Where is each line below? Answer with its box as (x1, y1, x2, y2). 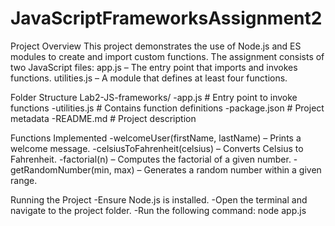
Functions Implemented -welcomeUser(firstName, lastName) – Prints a (10, 132, 302, 144)
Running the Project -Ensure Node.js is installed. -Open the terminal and (10, 193, 308, 206)
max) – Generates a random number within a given (113, 163, 322, 176)
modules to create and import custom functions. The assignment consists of (10, 50, 325, 62)
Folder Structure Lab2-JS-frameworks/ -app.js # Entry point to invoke (10, 91, 298, 103)
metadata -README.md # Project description (10, 112, 197, 124)
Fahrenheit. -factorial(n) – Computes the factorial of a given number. (10, 153, 292, 165)
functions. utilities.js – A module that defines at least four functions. (10, 72, 288, 84)
